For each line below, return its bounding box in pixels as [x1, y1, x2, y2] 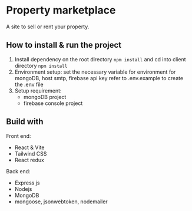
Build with [6, 117, 44, 127]
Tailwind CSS [14, 150, 47, 157]
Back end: [6, 167, 31, 174]
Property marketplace [6, 4, 116, 17]
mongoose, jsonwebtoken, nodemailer [14, 198, 108, 205]
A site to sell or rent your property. [6, 23, 90, 30]
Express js [14, 179, 40, 186]
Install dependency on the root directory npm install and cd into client [14, 55, 187, 62]
